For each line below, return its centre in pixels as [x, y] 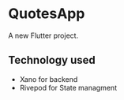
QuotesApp [47, 14]
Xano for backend [49, 79]
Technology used [52, 60]
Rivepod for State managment [68, 87]
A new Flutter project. [43, 35]
